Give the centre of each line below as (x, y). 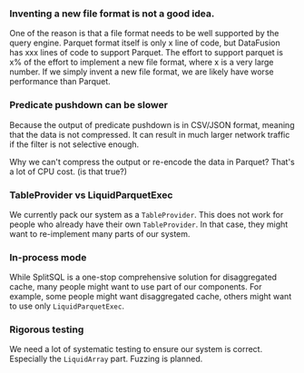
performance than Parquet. (60, 82)
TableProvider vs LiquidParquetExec (91, 195)
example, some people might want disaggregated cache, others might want (151, 297)
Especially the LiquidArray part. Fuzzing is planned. (106, 359)
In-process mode (48, 257)
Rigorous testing (47, 329)
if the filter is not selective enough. (74, 144)
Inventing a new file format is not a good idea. (112, 14)
